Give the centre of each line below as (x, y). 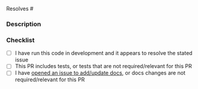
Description (24, 24)
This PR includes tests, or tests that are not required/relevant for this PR (103, 66)
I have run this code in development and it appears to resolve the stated (104, 53)
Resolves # (20, 9)
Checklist (20, 40)
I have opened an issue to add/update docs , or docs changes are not (100, 73)
